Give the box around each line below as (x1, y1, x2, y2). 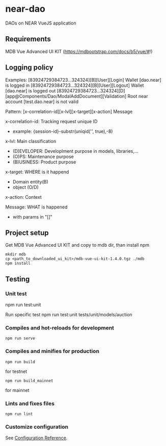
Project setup (5, 228, 49, 237)
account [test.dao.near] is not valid (5, 98, 79, 105)
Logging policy (5, 63, 53, 72)
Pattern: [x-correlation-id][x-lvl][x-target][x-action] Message (5, 108, 133, 114)
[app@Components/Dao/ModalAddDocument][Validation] (5, 93, 127, 99)
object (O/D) (12, 184, 39, 190)
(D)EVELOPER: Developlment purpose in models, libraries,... (12, 148, 139, 154)
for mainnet (5, 387, 30, 393)
